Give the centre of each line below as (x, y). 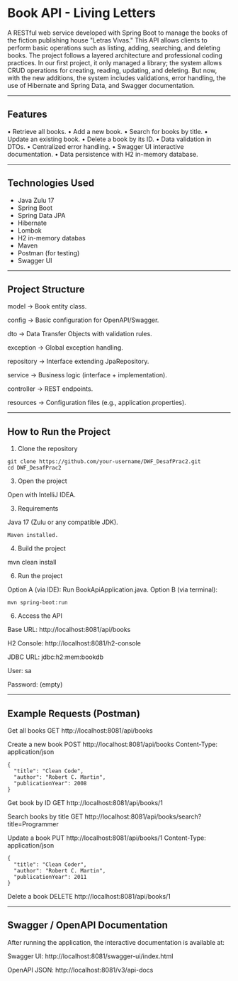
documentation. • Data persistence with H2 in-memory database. (103, 154)
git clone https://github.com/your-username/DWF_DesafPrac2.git (104, 462)
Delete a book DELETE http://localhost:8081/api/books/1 (89, 896)
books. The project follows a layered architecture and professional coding (115, 55)
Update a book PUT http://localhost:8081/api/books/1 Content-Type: (107, 838)
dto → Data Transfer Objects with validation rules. (80, 334)
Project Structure (46, 289)
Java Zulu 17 (36, 200)
